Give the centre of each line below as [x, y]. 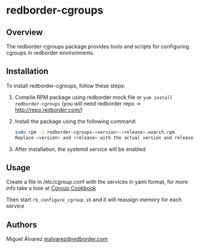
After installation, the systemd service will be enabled [80, 149]
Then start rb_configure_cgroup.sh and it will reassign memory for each [94, 200]
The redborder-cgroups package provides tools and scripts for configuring [98, 46]
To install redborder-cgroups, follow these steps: [66, 85]
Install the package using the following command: [75, 121]
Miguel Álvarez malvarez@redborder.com [57, 239]
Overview [25, 32]
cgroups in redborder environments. [50, 53]
